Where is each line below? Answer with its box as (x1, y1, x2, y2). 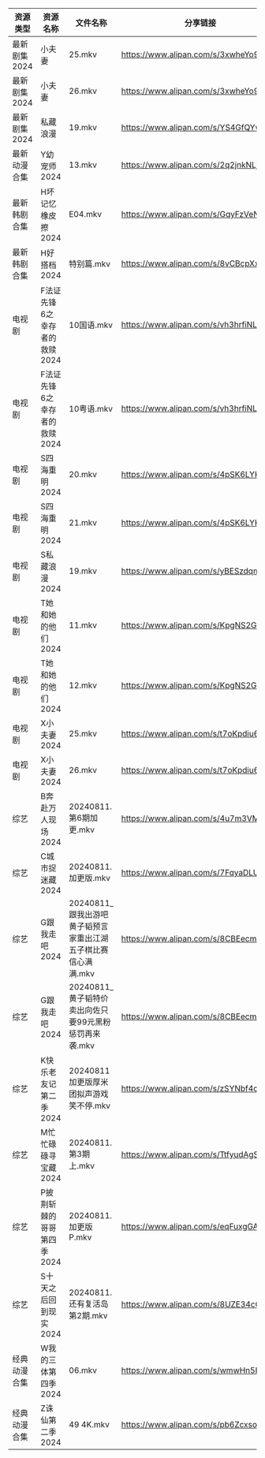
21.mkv (69, 517, 97, 528)
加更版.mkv (69, 873, 111, 883)
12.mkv (69, 680, 97, 691)
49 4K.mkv (69, 1419, 110, 1430)
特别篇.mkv (69, 259, 111, 269)
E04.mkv (69, 209, 103, 219)
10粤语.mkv (69, 404, 113, 414)
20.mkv (69, 469, 97, 479)
